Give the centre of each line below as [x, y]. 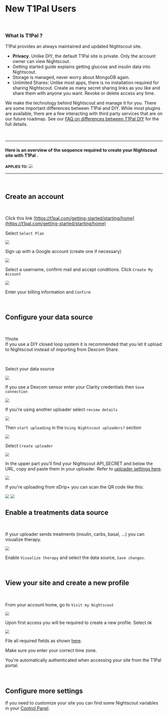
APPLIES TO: [16, 167]
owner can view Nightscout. [41, 61]
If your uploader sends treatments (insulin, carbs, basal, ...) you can [75, 534]
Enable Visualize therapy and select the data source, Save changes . [75, 557]
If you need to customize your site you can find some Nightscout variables [82, 703]
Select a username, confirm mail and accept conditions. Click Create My [79, 269]
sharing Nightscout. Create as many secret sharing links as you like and [86, 88]
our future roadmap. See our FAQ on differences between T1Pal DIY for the [82, 119]
